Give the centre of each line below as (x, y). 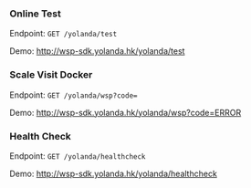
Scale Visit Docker (51, 75)
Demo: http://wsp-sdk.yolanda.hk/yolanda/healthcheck (113, 173)
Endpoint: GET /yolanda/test (63, 34)
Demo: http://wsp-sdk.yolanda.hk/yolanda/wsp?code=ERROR (125, 112)
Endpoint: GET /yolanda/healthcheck (78, 156)
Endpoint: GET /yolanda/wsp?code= (73, 95)
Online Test (35, 14)
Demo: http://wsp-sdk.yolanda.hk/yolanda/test (97, 51)
